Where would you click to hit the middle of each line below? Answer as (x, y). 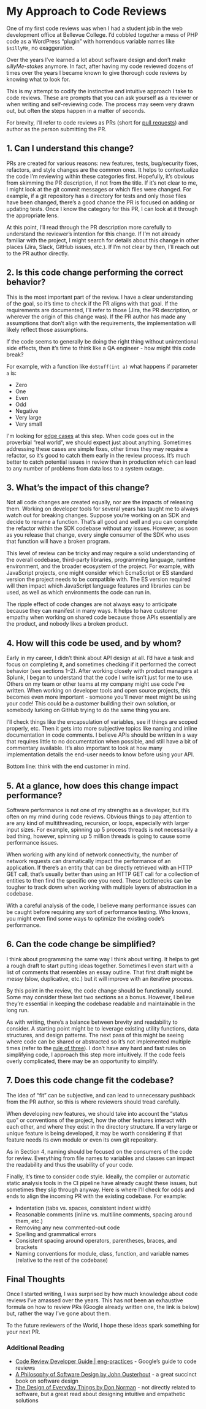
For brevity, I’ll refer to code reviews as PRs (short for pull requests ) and (97, 122)
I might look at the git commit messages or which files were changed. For (99, 189)
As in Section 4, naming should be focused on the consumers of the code (99, 1151)
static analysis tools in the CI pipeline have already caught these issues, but (102, 1183)
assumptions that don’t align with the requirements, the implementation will (101, 323)
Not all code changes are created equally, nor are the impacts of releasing (100, 502)
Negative (27, 411)
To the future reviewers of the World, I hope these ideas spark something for (103, 1326)
